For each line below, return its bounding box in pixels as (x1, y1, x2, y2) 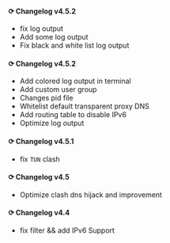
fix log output (19, 24, 63, 33)
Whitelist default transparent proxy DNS (19, 101, 150, 111)
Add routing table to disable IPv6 (19, 110, 127, 120)
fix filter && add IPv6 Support (19, 226, 115, 235)
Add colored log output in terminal (19, 76, 132, 86)
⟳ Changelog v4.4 (8, 208, 70, 218)
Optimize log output (19, 119, 85, 128)
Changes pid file (19, 93, 74, 103)
